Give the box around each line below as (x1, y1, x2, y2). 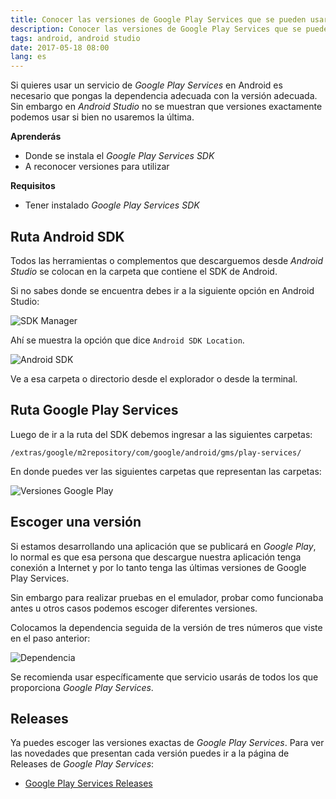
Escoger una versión (10, 514, 142, 531)
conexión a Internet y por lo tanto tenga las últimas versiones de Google (10, 561, 307, 573)
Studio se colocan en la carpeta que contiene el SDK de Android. (10, 265, 278, 277)
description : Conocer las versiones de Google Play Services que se (10, 24, 302, 34)
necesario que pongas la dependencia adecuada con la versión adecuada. (10, 90, 318, 102)
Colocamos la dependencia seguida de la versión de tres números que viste (10, 621, 323, 633)
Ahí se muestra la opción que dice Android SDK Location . (10, 334, 245, 346)
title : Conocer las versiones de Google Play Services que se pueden (10, 14, 307, 25)
